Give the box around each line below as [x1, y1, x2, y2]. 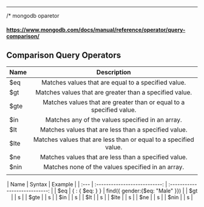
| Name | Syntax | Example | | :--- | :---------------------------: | [7, 181, 168, 188]
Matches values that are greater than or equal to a [42, 98, 185, 107]
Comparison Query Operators [6, 50, 121, 60]
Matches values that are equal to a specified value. [41, 79, 186, 87]
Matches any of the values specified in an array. [45, 116, 182, 124]
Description [96, 68, 132, 77]
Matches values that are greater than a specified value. [35, 88, 192, 97]
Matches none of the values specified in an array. [43, 163, 184, 171]
